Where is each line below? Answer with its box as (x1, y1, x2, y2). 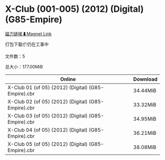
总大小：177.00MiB (5, 64, 43, 69)
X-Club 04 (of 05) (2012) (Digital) (7, 127, 88, 133)
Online (60, 75, 76, 82)
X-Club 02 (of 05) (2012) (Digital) (7, 98, 88, 105)
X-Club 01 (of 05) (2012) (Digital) (7, 84, 88, 91)
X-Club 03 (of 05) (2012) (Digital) (7, 112, 88, 119)
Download (133, 75, 158, 82)
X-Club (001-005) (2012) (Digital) (5, 3, 144, 15)
